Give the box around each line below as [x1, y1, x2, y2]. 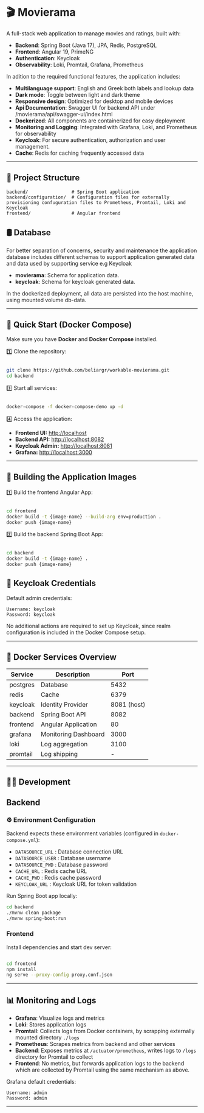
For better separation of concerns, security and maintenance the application [6, 247, 197, 254]
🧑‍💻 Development [6, 777, 71, 787]
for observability [15, 130, 56, 137]
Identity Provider [40, 700, 88, 708]
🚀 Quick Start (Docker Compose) [6, 319, 132, 330]
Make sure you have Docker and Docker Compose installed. [6, 336, 158, 343]
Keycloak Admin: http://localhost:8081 [15, 442, 112, 449]
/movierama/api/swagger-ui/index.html [15, 110, 114, 118]
